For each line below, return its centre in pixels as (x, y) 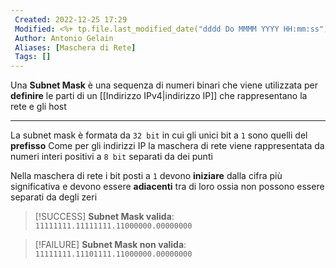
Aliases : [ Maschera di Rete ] (75, 47)
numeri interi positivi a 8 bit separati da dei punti (111, 157)
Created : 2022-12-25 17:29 (71, 19)
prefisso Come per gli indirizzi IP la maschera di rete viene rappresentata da (167, 146)
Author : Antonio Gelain (64, 38)
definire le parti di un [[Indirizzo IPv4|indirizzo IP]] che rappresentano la (159, 96)
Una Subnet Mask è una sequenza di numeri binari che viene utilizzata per (164, 85)
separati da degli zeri (54, 197)
